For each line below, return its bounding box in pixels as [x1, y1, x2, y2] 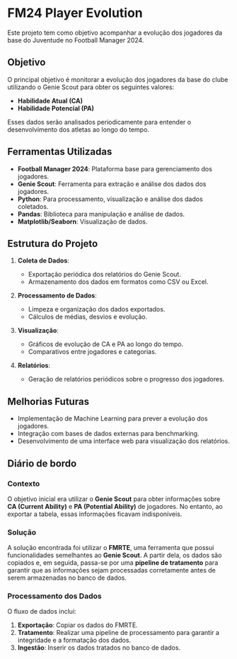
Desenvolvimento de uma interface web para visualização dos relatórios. [17, 437, 230, 445]
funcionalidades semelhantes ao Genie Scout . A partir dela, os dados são [7, 551, 222, 560]
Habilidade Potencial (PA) [17, 104, 94, 113]
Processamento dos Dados [7, 591, 102, 601]
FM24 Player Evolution [7, 5, 143, 21]
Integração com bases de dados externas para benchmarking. [17, 430, 200, 438]
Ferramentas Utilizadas [7, 146, 112, 158]
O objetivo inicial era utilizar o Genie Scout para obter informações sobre [7, 494, 221, 503]
